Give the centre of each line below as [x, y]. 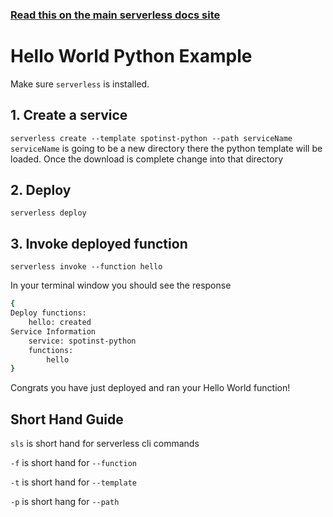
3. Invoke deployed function [99, 243]
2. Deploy [41, 190]
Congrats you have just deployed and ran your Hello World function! [150, 388]
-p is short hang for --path [65, 502]
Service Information [53, 331]
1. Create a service [69, 115]
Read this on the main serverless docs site [115, 15]
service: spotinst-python [82, 341]
